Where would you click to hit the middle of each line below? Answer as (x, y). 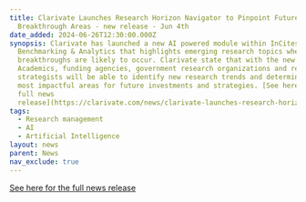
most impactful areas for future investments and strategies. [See (148, 86)
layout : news (34, 145)
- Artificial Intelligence (69, 136)
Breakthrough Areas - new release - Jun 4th (103, 26)
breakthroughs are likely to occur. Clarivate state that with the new (157, 60)
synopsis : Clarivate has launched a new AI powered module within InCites (154, 43)
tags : (20, 111)
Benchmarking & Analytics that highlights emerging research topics (150, 52)
